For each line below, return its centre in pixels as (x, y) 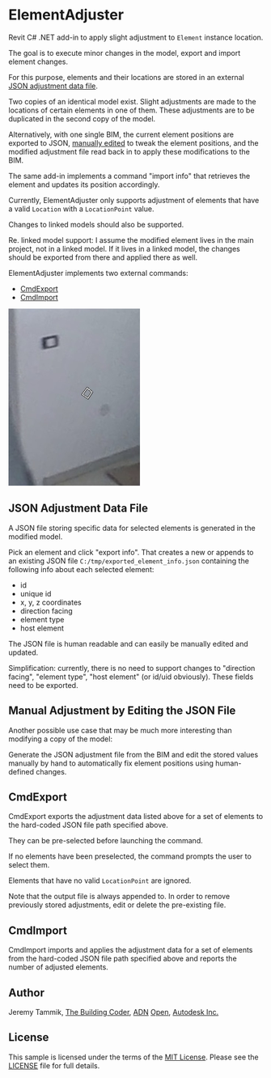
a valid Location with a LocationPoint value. (81, 209)
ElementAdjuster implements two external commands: (98, 273)
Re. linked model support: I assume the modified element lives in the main (131, 240)
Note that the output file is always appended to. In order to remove (119, 897)
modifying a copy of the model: (61, 739)
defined (21, 771)
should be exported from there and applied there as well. (103, 257)
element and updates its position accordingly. (84, 185)
